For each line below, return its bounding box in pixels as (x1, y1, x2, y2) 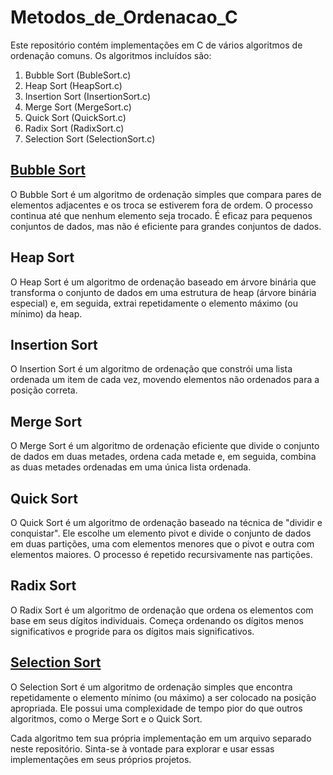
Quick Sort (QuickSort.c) (24, 111, 127, 123)
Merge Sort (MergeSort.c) (24, 101, 132, 113)
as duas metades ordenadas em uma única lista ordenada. (10, 461, 252, 473)
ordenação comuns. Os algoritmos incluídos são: (10, 49, 212, 61)
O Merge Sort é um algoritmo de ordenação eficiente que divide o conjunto (10, 440, 320, 452)
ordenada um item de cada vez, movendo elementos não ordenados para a (10, 374, 320, 386)
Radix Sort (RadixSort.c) (24, 122, 125, 134)
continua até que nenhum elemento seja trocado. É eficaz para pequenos (10, 209, 313, 221)
